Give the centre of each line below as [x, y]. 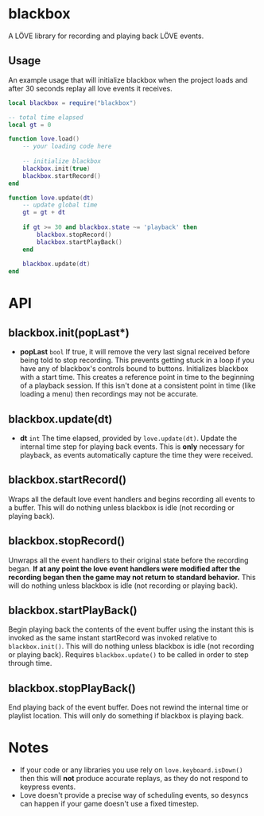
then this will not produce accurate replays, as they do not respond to [134, 779]
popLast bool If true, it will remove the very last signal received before [135, 352]
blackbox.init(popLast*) [69, 333]
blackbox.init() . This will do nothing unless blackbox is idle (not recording [131, 646]
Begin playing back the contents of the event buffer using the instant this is [131, 629]
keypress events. [48, 787]
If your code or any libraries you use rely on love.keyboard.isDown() [131, 770]
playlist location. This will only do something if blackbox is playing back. [126, 716]
